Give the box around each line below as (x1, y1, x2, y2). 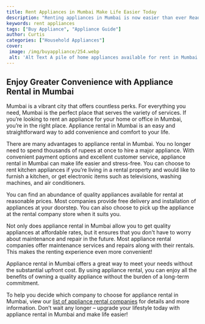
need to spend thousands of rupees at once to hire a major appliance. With (6, 147, 195, 154)
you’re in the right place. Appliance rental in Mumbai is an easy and (6, 122, 176, 129)
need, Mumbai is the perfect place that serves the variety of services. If (6, 109, 187, 117)
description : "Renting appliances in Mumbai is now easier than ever (6, 15, 187, 21)
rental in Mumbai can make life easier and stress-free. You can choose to (6, 160, 190, 167)
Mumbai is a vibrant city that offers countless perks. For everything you (6, 103, 186, 110)
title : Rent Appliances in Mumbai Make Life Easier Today (6, 9, 157, 15)
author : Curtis (6, 32, 45, 38)
